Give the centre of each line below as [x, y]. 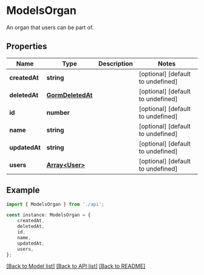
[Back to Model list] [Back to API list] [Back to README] [76, 266]
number [58, 112]
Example [23, 190]
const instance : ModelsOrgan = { [49, 215]
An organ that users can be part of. [50, 27]
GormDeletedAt [70, 95]
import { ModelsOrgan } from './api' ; [55, 204]
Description [116, 63]
